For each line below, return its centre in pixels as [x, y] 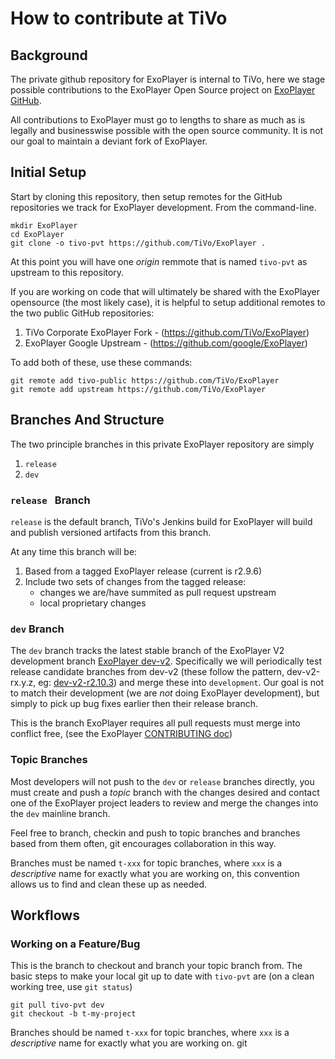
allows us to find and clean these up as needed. [109, 884]
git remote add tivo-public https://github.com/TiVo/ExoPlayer [145, 380]
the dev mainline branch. [60, 813]
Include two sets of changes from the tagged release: [135, 581]
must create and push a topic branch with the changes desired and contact [165, 792]
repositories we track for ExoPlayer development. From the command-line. [163, 207]
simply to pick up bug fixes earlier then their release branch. [134, 704]
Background [49, 55]
